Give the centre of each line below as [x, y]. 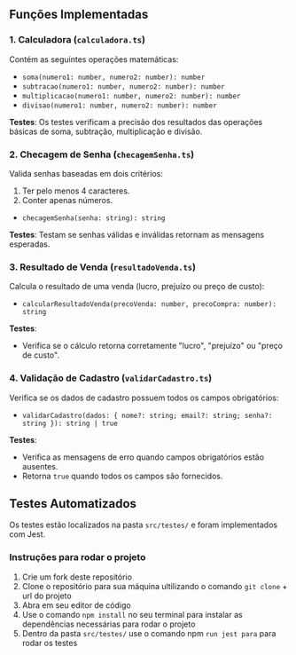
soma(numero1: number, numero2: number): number [113, 77]
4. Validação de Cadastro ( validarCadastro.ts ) [111, 378]
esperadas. [30, 244]
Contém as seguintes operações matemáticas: [94, 59]
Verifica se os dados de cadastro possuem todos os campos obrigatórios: [144, 398]
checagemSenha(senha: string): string [93, 218]
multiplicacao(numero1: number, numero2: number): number [131, 96]
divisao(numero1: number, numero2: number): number [119, 106]
